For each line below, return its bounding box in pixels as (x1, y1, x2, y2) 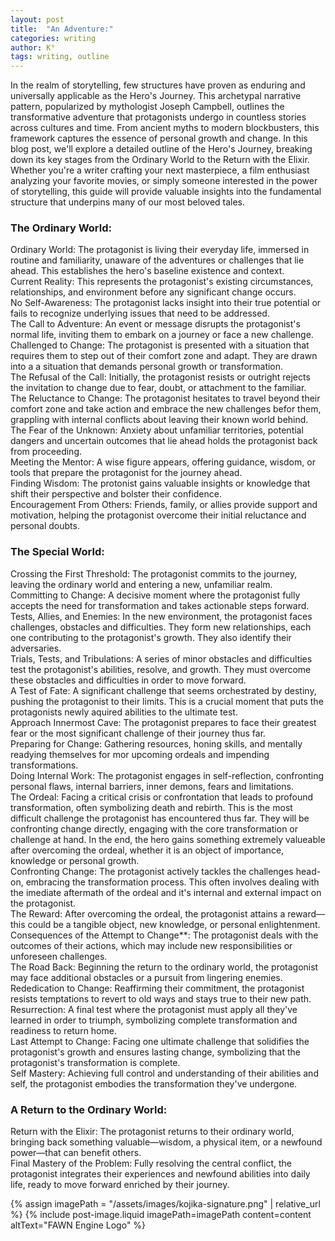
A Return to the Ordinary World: (10, 1102, 168, 1116)
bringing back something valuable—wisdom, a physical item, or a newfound (10, 1136, 323, 1148)
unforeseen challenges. (10, 950, 108, 962)
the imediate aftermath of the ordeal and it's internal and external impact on (10, 886, 322, 898)
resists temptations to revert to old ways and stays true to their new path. (10, 992, 312, 1005)
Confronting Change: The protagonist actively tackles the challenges (10, 865, 294, 877)
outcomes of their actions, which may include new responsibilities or (10, 939, 293, 951)
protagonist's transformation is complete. (10, 1056, 181, 1068)
